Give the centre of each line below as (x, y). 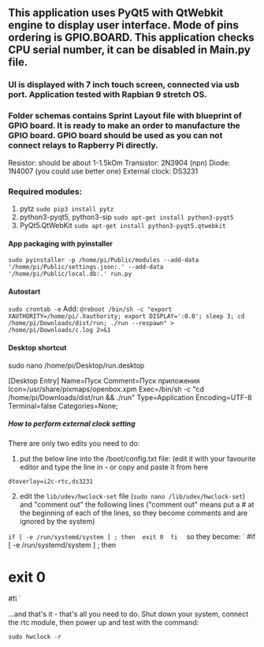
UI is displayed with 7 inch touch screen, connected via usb (124, 84)
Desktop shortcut (37, 347)
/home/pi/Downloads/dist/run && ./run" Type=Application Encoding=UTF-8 (130, 397)
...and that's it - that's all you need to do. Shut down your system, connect (128, 614)
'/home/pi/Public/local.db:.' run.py (70, 274)
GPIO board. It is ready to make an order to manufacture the (124, 125)
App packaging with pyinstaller (60, 243)
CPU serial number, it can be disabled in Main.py (129, 50)
